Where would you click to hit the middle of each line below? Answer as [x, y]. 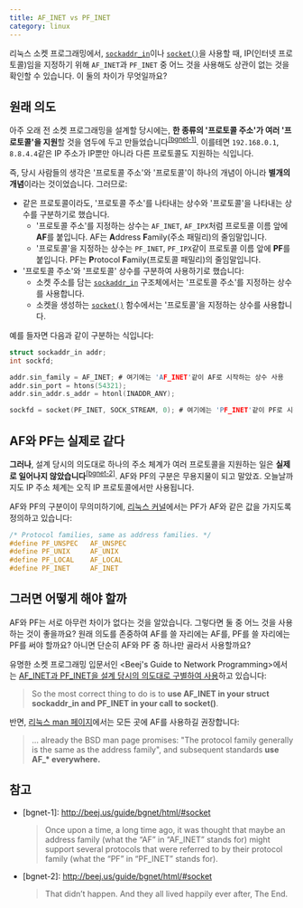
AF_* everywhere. [66, 759]
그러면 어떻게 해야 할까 [69, 599]
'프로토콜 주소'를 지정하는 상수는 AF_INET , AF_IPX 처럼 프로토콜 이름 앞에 [162, 225]
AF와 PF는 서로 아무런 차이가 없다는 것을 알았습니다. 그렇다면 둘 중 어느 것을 [143, 622]
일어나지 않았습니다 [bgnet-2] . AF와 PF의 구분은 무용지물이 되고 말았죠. [140, 475]
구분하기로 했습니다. [74, 214]
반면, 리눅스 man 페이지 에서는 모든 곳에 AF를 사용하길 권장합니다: [124, 722]
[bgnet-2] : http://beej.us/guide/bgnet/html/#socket [117, 876]
